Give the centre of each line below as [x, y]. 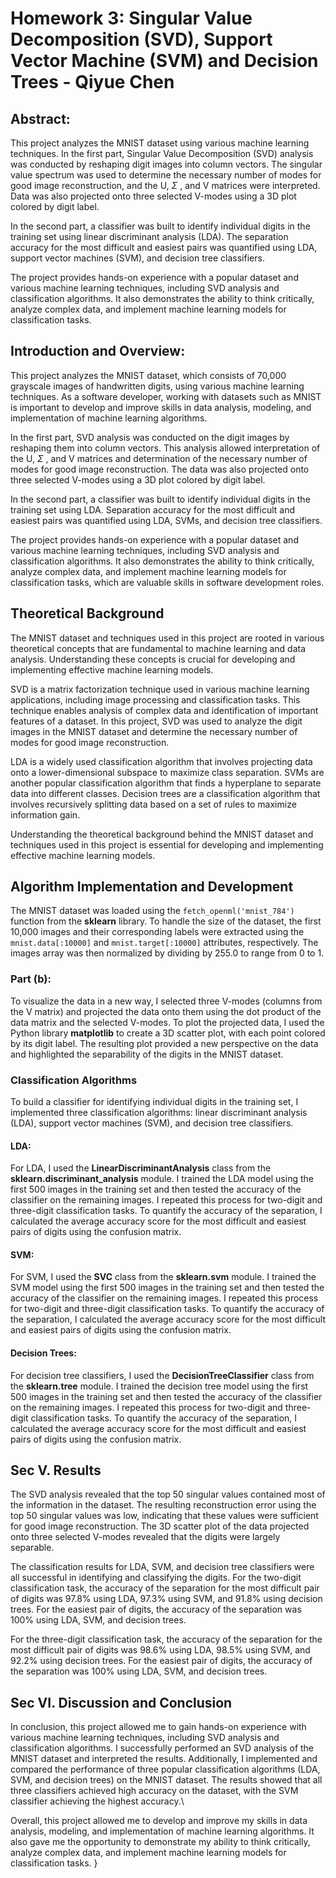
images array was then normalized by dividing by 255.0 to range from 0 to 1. [167, 953]
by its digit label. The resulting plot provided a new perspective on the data [164, 1043]
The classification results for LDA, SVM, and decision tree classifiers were [162, 1567]
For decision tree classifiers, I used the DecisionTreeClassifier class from [162, 1375]
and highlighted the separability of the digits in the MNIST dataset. [147, 1054]
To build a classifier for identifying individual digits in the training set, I [154, 1102]
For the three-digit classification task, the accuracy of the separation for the [166, 1639]
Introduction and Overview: [98, 351]
